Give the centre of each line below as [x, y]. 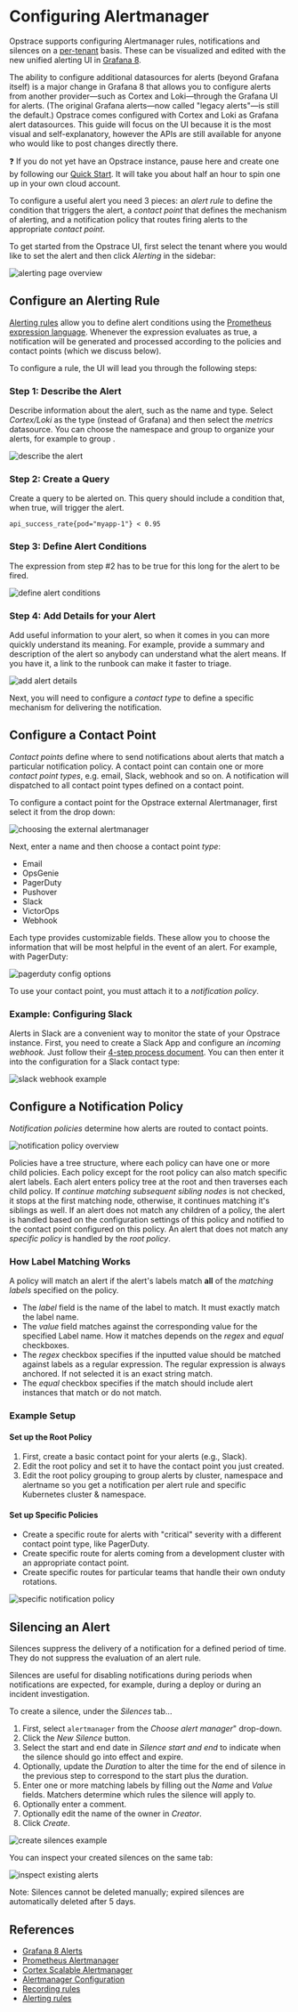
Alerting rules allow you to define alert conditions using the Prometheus [141, 322]
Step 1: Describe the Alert [65, 391]
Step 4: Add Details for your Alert [82, 616]
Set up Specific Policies [54, 1515]
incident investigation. [50, 1694]
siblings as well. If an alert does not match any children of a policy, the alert [147, 1210]
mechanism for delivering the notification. [85, 707]
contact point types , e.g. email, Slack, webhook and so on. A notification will [149, 775]
